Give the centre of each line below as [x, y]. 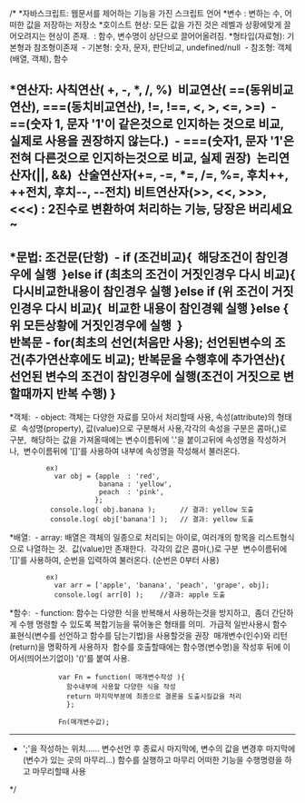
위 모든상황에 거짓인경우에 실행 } [96, 325]
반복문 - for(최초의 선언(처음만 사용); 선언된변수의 [141, 342]
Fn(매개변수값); [84, 722]
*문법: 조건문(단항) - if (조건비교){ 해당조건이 [131, 257]
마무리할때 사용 [59, 771]
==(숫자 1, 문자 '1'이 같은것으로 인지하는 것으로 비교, [147, 124]
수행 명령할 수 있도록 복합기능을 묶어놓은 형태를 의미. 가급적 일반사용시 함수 [153, 624]
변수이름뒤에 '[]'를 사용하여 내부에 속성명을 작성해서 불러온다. [132, 451]
